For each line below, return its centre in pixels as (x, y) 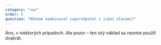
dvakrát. (14, 38)
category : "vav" (22, 10)
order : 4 (14, 14)
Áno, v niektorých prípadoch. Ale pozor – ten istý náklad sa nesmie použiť (81, 33)
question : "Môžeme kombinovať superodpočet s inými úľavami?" (71, 19)
